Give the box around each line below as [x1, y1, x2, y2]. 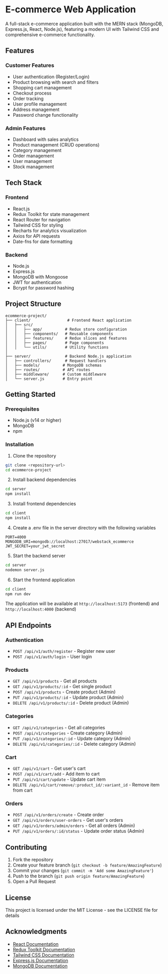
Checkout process [12, 90, 52, 96]
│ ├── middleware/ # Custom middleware [5, 372, 107, 377]
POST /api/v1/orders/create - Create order [12, 812, 104, 818]
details [5, 912, 19, 918]
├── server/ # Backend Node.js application [5, 354, 132, 359]
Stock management [12, 163, 54, 170]
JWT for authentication [12, 279, 61, 285]
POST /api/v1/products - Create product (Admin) [12, 689, 116, 695]
